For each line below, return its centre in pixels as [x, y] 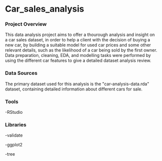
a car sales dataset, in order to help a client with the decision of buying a [78, 40]
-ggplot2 [14, 145]
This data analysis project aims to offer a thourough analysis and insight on [80, 35]
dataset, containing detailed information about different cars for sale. [74, 89]
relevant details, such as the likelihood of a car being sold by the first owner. [81, 50]
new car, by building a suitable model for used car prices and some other [78, 45]
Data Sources [21, 73]
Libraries [16, 125]
